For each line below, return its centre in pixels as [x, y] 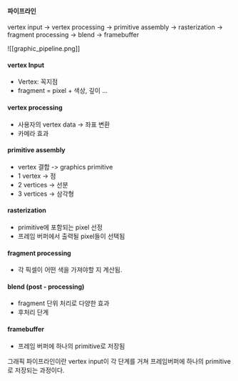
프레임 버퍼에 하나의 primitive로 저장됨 [71, 346]
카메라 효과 [33, 133]
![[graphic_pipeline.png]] [44, 49]
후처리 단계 [33, 312]
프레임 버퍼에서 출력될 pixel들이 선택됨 [71, 237]
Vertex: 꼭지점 [38, 81]
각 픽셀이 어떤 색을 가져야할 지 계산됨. [70, 270]
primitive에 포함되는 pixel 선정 [60, 227]
